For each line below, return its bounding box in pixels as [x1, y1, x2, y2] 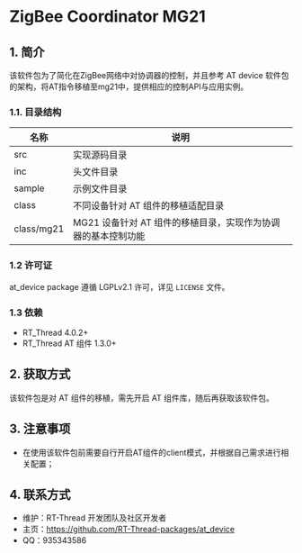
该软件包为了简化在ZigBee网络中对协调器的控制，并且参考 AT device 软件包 [9, 70, 289, 80]
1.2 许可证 [9, 259, 52, 272]
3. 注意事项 [9, 422, 71, 437]
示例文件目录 [73, 183, 128, 195]
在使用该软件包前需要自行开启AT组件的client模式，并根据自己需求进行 [22, 447, 281, 458]
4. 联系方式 [9, 486, 71, 502]
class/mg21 [13, 222, 65, 235]
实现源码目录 [73, 149, 128, 161]
